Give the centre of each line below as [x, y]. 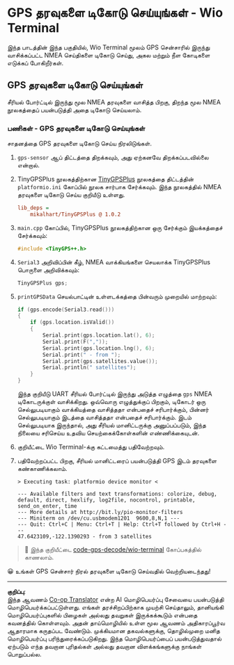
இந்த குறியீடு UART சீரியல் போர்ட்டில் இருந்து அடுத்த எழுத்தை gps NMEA [115, 394]
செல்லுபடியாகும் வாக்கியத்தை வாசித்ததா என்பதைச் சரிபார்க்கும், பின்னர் [113, 410]
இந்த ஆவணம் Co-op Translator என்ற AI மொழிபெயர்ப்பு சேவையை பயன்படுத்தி [116, 600]
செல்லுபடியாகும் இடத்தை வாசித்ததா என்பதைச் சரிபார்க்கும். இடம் [104, 417]
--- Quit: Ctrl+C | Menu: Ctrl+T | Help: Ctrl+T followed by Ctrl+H [119, 524]
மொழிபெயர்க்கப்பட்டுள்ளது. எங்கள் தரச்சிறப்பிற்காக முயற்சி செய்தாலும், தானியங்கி [116, 607]
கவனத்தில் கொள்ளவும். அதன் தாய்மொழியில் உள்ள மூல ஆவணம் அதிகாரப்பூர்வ [116, 623]
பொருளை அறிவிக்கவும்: [48, 270]
